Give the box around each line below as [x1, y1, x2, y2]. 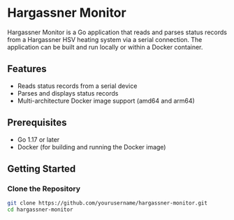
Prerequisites [7, 117, 67, 129]
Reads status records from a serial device [17, 82, 138, 90]
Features [7, 63, 47, 75]
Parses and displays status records [17, 89, 119, 97]
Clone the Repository [7, 184, 81, 193]
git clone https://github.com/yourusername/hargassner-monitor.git [7, 200, 208, 207]
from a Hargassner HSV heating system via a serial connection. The [7, 35, 203, 43]
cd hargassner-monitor [7, 206, 73, 214]
